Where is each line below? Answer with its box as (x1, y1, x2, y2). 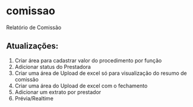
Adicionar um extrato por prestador (14, 88, 102, 96)
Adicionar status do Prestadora (14, 63, 91, 70)
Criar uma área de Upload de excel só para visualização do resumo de (14, 70, 187, 77)
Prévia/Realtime (14, 95, 53, 102)
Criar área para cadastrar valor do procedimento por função (14, 56, 162, 64)
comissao (6, 4, 55, 18)
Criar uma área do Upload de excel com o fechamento (14, 82, 148, 89)
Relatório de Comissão (6, 24, 62, 31)
